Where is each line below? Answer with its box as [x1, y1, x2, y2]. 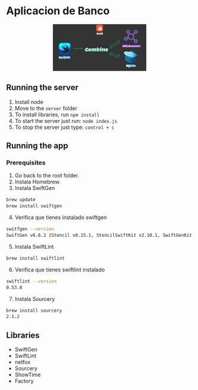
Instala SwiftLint [14, 243, 55, 250]
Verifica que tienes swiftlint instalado [14, 266, 105, 273]
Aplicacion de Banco [6, 4, 110, 18]
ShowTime [14, 371, 41, 378]
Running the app [6, 141, 68, 151]
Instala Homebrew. [14, 178, 61, 185]
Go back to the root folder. [14, 172, 79, 179]
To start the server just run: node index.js [14, 117, 117, 124]
